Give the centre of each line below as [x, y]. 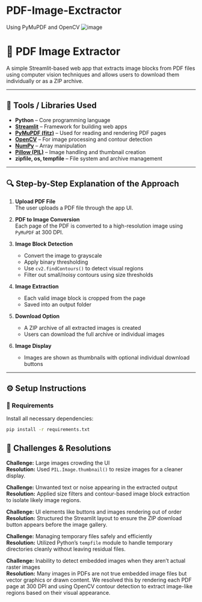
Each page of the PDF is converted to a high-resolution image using [99, 226]
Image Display [33, 346]
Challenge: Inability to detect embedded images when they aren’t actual [96, 560]
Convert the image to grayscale [63, 255]
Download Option [37, 316]
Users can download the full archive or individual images [94, 334]
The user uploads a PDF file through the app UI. [74, 208]
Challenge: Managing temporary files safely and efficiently [79, 536]
